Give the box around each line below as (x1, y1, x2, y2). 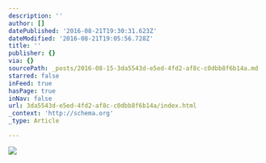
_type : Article (8, 117, 60, 125)
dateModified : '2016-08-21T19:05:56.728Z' (8, 34, 154, 43)
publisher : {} (8, 49, 57, 57)
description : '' (8, 11, 63, 20)
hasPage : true (8, 86, 57, 95)
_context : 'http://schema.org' (8, 110, 114, 118)
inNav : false (8, 94, 53, 102)
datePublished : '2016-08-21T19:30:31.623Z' (8, 27, 158, 35)
